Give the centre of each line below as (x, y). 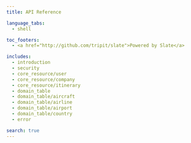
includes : (19, 57)
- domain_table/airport (42, 108)
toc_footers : (23, 40)
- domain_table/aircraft (43, 97)
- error (22, 119)
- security (26, 68)
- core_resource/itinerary (46, 85)
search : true (23, 130)
